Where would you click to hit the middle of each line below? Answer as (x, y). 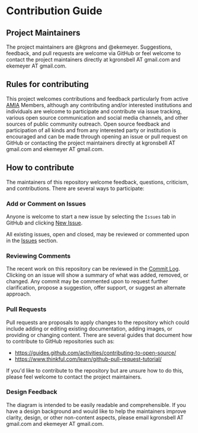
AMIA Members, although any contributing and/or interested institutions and (99, 105)
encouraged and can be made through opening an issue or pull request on (97, 136)
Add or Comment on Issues (46, 204)
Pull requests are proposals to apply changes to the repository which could (98, 322)
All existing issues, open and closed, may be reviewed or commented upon (98, 234)
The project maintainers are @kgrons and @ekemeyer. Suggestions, (89, 47)
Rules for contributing (47, 84)
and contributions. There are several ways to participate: (75, 188)
